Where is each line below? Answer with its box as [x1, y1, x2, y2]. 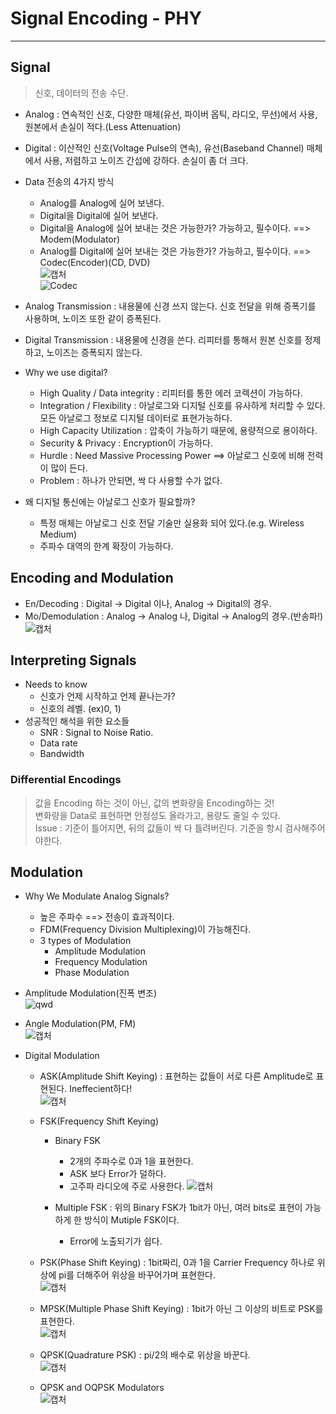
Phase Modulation [54, 967, 130, 979]
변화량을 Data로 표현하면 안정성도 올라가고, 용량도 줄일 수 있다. [34, 809, 281, 821]
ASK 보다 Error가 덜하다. [69, 1168, 167, 1180]
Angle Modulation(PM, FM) [24, 1018, 137, 1030]
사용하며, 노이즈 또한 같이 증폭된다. [24, 312, 162, 324]
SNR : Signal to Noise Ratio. [39, 727, 154, 739]
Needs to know [24, 678, 88, 691]
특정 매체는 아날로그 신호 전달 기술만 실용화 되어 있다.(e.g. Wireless [39, 517, 305, 529]
